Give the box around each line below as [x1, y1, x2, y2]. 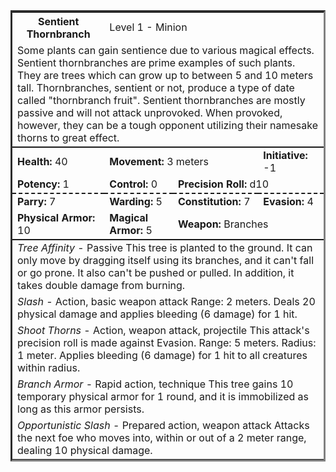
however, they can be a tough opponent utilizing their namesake [17, 119, 318, 132]
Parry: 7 [17, 195, 57, 208]
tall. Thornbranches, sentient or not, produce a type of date [17, 81, 295, 94]
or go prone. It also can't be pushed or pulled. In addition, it [17, 266, 295, 279]
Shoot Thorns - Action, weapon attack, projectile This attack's [17, 324, 310, 337]
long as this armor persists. [17, 402, 145, 416]
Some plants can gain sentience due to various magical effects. [17, 44, 315, 57]
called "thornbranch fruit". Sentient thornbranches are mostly [17, 94, 306, 107]
